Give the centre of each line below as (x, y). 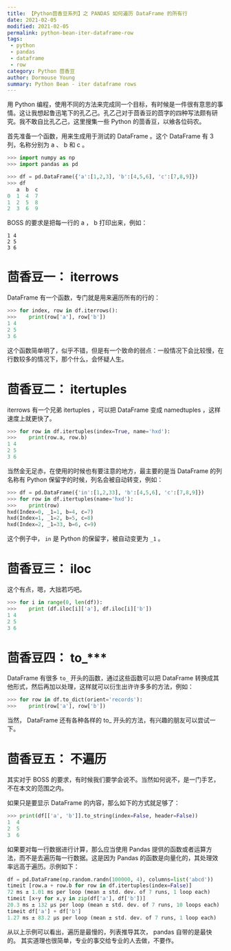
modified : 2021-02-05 (38, 26)
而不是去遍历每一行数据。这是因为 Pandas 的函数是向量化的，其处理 (115, 857)
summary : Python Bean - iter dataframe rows (72, 84)
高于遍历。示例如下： (49, 866)
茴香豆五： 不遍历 (57, 759)
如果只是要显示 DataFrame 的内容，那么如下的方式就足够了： (93, 803)
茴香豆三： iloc (49, 569)
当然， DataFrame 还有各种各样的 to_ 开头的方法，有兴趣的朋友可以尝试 (108, 720)
